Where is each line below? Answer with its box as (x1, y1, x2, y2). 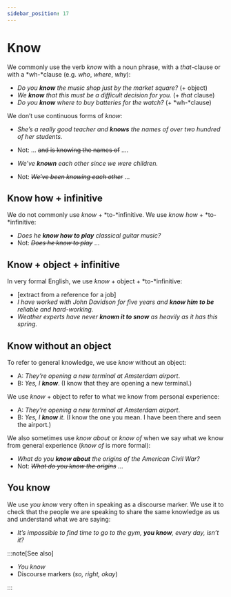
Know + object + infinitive (7, 258, 121, 270)
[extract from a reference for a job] (17, 291, 117, 299)
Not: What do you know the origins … (17, 462, 123, 470)
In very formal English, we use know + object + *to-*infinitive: (7, 277, 183, 285)
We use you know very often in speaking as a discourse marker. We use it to (7, 500, 224, 509)
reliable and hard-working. (17, 305, 94, 314)
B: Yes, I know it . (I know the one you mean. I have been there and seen (17, 413, 221, 421)
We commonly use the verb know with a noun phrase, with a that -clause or (7, 63, 221, 71)
